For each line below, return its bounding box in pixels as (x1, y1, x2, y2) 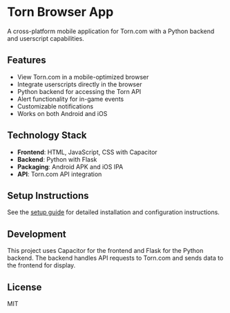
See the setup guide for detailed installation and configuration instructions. (7, 208, 220, 216)
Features (7, 55, 46, 66)
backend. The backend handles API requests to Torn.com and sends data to (7, 254, 224, 263)
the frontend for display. (7, 261, 76, 269)
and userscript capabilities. (7, 34, 84, 42)
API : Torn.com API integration (17, 170, 102, 178)
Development (7, 228, 67, 240)
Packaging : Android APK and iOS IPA (17, 162, 124, 171)
